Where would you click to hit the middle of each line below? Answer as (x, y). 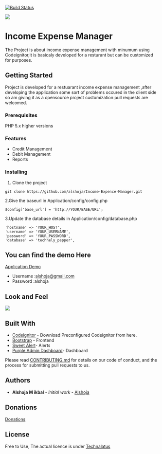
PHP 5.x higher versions (29, 126)
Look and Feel (27, 297)
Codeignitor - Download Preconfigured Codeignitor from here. (74, 335)
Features (16, 138)
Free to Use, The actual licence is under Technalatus (58, 446)
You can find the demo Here (48, 255)
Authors (18, 380)
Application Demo (23, 267)
